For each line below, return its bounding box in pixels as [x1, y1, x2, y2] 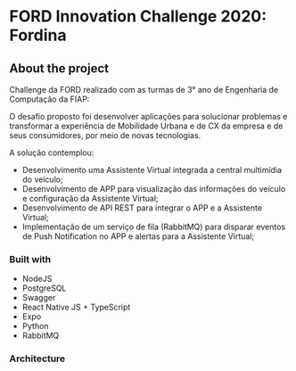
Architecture [9, 352, 66, 365]
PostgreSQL [21, 283, 67, 293]
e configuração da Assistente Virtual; [21, 194, 159, 203]
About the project [9, 61, 110, 76]
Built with [9, 252, 52, 265]
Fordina [9, 25, 67, 45]
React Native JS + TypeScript [21, 301, 131, 313]
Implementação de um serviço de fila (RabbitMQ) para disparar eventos [21, 221, 286, 232]
